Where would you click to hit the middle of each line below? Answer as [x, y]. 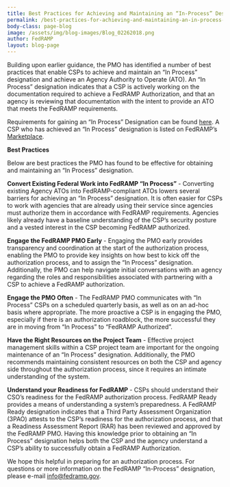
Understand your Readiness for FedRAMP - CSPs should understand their [113, 390]
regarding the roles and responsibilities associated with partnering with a [110, 277]
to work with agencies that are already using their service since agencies [110, 205]
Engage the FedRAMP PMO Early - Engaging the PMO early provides [105, 240]
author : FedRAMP [30, 39]
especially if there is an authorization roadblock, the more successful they [111, 319]
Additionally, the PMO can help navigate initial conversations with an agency [115, 270]
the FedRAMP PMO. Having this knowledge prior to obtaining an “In [102, 433]
